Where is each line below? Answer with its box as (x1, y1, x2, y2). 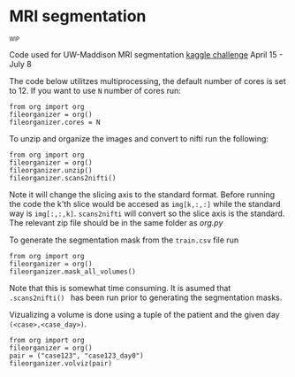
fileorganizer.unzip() (9, 165, 93, 174)
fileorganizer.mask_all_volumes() (9, 267, 137, 276)
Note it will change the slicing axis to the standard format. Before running (9, 188, 276, 200)
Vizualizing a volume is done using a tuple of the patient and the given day (9, 309, 280, 319)
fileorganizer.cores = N (9, 118, 101, 127)
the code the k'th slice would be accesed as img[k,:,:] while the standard (9, 198, 281, 209)
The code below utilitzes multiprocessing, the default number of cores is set (9, 75, 286, 86)
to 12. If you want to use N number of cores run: (9, 85, 181, 96)
